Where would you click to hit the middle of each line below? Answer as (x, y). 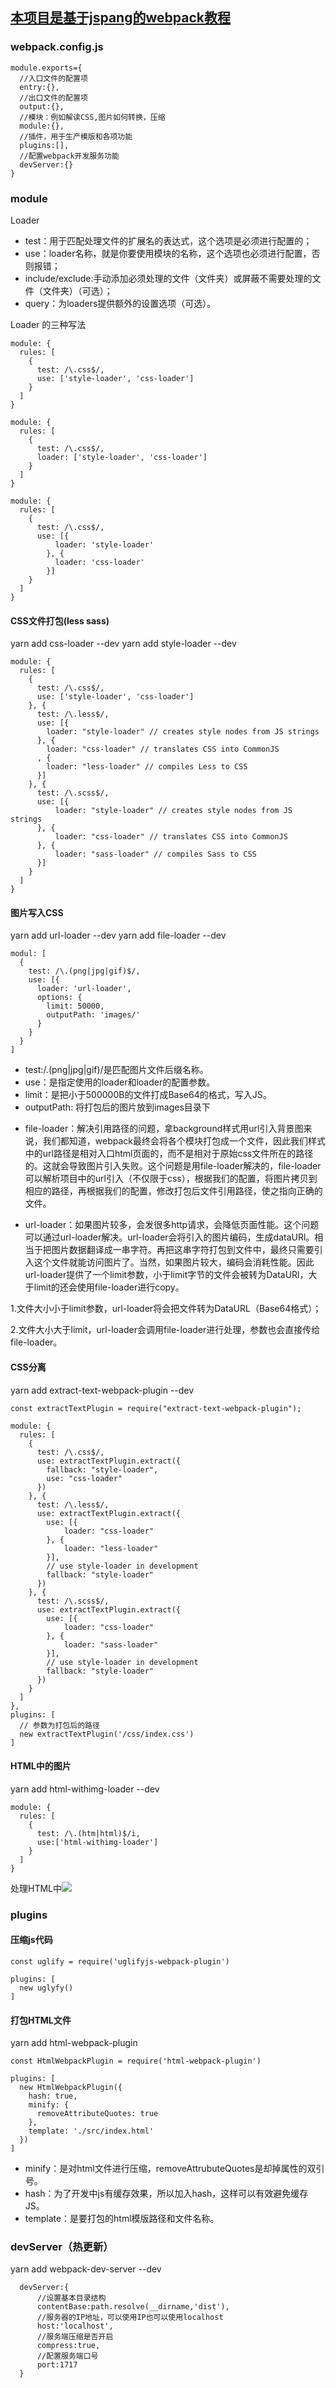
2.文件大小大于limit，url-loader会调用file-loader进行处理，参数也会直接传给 (165, 1330)
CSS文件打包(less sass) (60, 620)
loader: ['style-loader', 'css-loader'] (122, 457)
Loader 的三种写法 (48, 324)
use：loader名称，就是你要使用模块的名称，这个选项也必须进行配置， (168, 253)
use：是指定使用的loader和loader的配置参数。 (120, 1082)
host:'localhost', (75, 2326)
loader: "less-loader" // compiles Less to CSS (147, 767)
